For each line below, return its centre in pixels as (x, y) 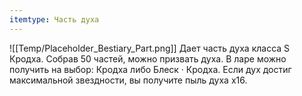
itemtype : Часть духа (54, 19)
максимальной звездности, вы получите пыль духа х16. (128, 80)
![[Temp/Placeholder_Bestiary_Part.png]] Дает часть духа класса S (150, 48)
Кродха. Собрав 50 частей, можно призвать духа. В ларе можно (148, 58)
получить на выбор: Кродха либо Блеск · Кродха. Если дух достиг (150, 69)
